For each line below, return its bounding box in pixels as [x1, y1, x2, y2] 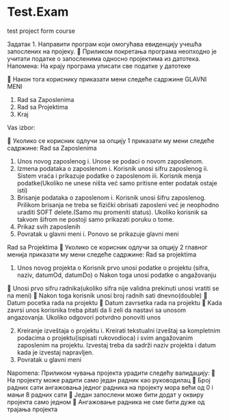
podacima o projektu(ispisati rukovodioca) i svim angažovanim [16, 333, 193, 342]
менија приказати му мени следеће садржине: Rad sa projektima [7, 250, 197, 259]
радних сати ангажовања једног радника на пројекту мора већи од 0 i [7, 383, 213, 391]
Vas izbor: [7, 123, 36, 131]
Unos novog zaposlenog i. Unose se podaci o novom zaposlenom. [16, 157, 204, 165]
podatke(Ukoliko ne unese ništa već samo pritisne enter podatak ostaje [16, 179, 217, 187]
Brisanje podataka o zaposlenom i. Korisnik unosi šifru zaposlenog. [16, 193, 206, 202]
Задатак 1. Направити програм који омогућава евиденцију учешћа [7, 40, 202, 48]
